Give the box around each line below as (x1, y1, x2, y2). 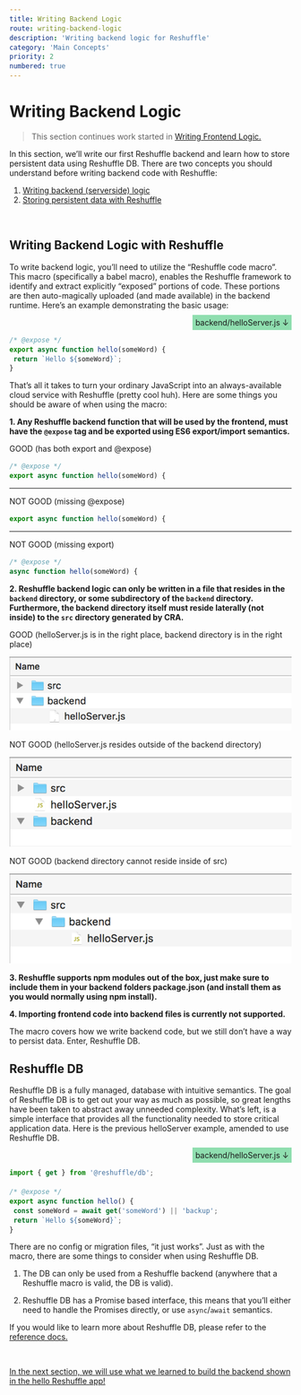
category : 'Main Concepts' (9, 43, 110, 52)
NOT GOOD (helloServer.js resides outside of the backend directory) (9, 739, 262, 749)
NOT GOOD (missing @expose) (9, 496, 125, 507)
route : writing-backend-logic (9, 23, 123, 33)
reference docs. (9, 1331, 69, 1342)
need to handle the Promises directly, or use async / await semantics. (21, 1304, 273, 1315)
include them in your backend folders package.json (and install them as (9, 982, 282, 992)
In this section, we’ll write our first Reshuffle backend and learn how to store (9, 148, 290, 159)
